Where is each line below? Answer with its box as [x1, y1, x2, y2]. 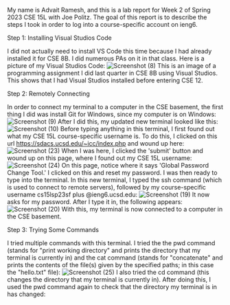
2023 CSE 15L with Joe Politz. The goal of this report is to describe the [7, 13, 207, 21]
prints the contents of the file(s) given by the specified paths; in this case [7, 261, 214, 269]
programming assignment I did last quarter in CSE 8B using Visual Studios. [7, 69, 218, 77]
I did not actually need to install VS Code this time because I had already [7, 47, 212, 55]
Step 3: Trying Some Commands [7, 226, 100, 234]
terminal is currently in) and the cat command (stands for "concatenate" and [7, 253, 223, 262]
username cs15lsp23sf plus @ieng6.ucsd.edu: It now [7, 190, 210, 199]
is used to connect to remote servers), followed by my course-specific [7, 183, 207, 191]
